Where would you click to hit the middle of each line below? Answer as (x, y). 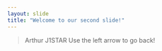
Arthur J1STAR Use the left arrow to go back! (90, 40)
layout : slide (28, 14)
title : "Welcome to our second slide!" (66, 20)
